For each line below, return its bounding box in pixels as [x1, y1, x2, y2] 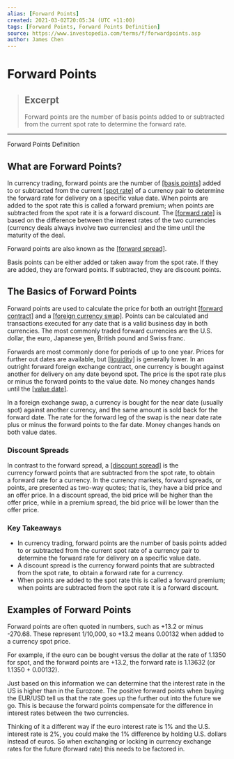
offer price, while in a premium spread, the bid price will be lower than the [7, 498, 219, 507]
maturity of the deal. [7, 231, 66, 239]
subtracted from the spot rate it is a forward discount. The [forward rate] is [7, 208, 221, 217]
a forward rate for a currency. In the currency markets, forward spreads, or [7, 476, 222, 484]
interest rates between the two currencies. [7, 709, 130, 717]
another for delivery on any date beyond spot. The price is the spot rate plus [7, 370, 226, 378]
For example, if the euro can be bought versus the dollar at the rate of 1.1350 [7, 651, 226, 659]
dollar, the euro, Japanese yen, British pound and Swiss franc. [7, 333, 186, 342]
